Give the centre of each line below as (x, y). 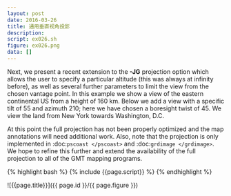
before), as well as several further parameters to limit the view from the (108, 86)
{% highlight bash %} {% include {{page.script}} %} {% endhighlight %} (110, 171)
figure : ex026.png (33, 46)
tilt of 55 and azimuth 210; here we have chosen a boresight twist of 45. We (114, 108)
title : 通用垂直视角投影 (39, 26)
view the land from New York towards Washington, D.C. (86, 115)
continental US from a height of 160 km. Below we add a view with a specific (116, 101)
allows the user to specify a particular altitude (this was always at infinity (110, 79)
